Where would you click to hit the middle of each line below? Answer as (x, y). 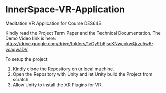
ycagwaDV (16, 49)
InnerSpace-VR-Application (65, 9)
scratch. (21, 79)
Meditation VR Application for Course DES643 (53, 23)
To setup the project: (27, 59)
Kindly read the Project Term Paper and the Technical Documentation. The (83, 33)
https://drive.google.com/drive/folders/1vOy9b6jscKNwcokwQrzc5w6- (79, 43)
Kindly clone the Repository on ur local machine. (63, 69)
